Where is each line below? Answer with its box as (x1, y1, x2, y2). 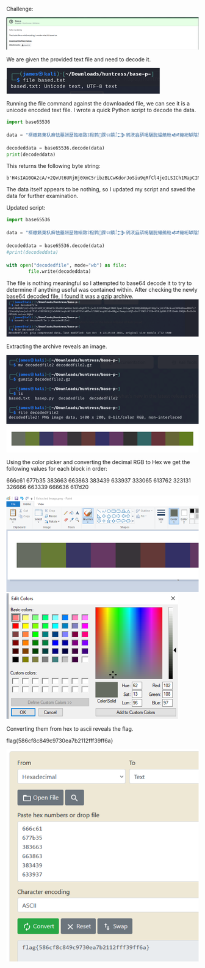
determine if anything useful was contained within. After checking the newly (6, 286, 198, 294)
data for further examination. (6, 192, 79, 200)
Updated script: (6, 204, 46, 212)
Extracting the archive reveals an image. (6, 343, 107, 350)
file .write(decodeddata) (28, 269, 92, 275)
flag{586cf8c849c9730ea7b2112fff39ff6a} (6, 737, 113, 744)
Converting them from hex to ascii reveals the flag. (6, 725, 134, 732)
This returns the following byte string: (6, 162, 101, 170)
